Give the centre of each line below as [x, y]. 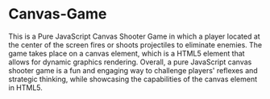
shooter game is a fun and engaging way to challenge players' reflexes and [133, 70]
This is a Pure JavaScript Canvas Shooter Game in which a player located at [134, 36]
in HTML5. [25, 87]
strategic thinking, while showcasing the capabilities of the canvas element [133, 79]
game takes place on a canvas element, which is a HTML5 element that [127, 53]
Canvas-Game [58, 14]
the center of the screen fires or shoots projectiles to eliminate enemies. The [135, 44]
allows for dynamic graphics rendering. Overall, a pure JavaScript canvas [130, 62]
